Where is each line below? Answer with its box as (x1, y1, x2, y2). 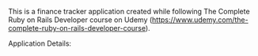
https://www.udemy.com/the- (151, 15, 249, 24)
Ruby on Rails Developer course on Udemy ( (8, 15, 153, 24)
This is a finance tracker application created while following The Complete (8, 7, 251, 16)
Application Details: (8, 39, 72, 48)
